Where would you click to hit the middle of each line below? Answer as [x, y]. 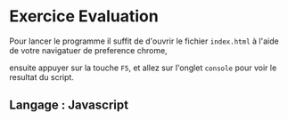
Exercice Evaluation [84, 16]
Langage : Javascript [69, 105]
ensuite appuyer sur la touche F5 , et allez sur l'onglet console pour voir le [143, 68]
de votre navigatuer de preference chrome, [88, 50]
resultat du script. [41, 77]
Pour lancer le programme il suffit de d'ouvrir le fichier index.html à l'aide [144, 41]
